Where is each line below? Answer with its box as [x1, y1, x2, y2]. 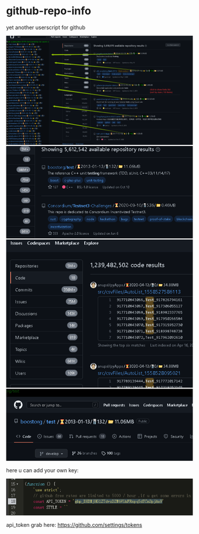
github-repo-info [6, 4, 92, 18]
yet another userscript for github [6, 24, 86, 31]
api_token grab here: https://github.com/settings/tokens [6, 522, 143, 529]
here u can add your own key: [6, 467, 79, 474]
